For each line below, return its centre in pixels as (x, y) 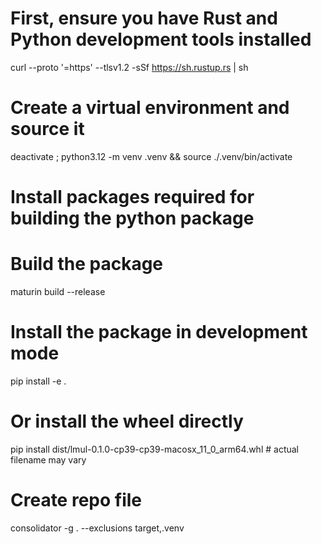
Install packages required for (132, 197)
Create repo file (76, 500)
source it (47, 129)
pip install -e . (38, 381)
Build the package (87, 264)
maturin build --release (58, 291)
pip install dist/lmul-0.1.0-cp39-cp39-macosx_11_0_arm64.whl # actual (154, 449)
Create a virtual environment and (150, 108)
